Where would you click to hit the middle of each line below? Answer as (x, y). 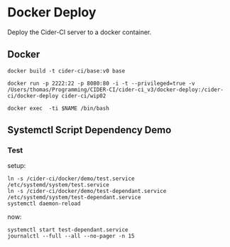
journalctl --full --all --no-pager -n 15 (71, 236)
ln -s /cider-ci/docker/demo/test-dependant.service (87, 191)
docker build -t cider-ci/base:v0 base (66, 71)
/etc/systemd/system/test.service (59, 185)
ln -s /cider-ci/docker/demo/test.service (71, 179)
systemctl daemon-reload (44, 204)
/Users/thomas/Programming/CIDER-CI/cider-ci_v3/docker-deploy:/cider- (115, 90)
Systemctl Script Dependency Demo (89, 130)
